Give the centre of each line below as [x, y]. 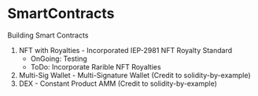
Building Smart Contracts [48, 35]
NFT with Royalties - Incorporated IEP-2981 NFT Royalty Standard [125, 50]
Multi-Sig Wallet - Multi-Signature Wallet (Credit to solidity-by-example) [135, 75]
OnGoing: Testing [59, 59]
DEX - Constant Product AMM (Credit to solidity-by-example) [118, 84]
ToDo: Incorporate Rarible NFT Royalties [96, 66]
